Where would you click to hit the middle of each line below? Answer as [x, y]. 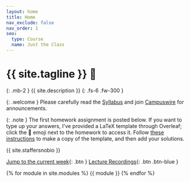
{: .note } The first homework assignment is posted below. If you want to [94, 120]
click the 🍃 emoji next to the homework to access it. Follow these [85, 132]
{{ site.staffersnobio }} [33, 150]
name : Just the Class [38, 45]
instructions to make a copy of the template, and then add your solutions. [95, 138]
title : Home [21, 17]
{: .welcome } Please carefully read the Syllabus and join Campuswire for [95, 102]
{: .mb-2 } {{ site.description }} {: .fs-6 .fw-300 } [65, 90]
